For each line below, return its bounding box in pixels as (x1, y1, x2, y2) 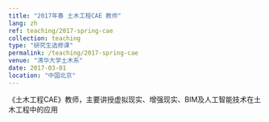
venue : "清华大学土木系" (8, 57, 83, 65)
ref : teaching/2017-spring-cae (8, 26, 114, 35)
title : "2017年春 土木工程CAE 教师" (8, 11, 122, 20)
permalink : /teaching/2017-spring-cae (8, 49, 139, 57)
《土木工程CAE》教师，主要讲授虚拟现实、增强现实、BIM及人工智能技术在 (8, 94, 255, 104)
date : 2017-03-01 (8, 64, 67, 72)
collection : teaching (8, 34, 81, 43)
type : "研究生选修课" (8, 42, 74, 50)
